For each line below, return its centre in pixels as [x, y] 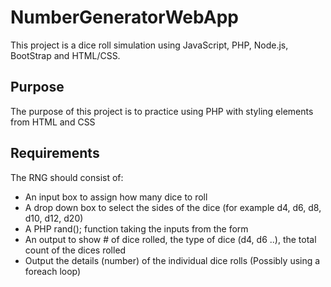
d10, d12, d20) [54, 218]
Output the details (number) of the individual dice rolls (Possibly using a [172, 260]
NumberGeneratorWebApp [124, 17]
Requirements [55, 153]
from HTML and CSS [53, 122]
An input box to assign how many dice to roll [116, 197]
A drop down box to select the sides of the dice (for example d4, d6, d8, [173, 207]
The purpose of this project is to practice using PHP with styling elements [162, 111]
